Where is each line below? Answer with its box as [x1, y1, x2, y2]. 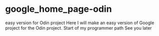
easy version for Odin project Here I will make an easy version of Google [5, 20, 154, 26]
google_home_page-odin [5, 3, 112, 15]
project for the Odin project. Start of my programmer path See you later [5, 25, 152, 31]
